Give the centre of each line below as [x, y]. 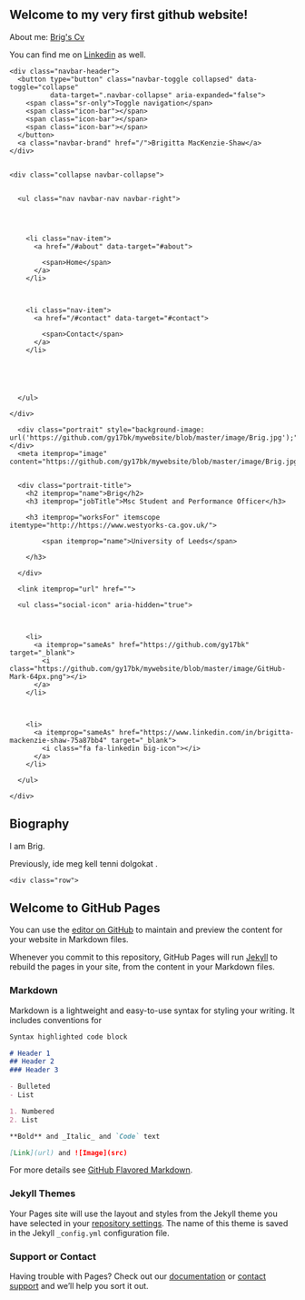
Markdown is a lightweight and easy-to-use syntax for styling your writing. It [152, 1011]
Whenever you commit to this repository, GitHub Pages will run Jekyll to [144, 957]
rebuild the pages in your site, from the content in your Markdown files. [142, 967]
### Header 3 [34, 1070]
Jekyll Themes [43, 1193]
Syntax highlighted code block [69, 1037]
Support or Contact [53, 1256]
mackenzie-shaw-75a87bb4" [58, 740]
